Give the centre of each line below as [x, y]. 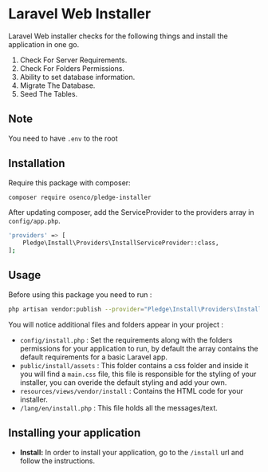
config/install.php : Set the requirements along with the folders [126, 339]
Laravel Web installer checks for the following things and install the [118, 36]
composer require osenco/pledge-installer [80, 197]
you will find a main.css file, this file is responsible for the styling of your [138, 374]
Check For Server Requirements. [73, 60]
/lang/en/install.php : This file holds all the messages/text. [118, 407]
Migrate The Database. [57, 85]
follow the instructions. [57, 461]
